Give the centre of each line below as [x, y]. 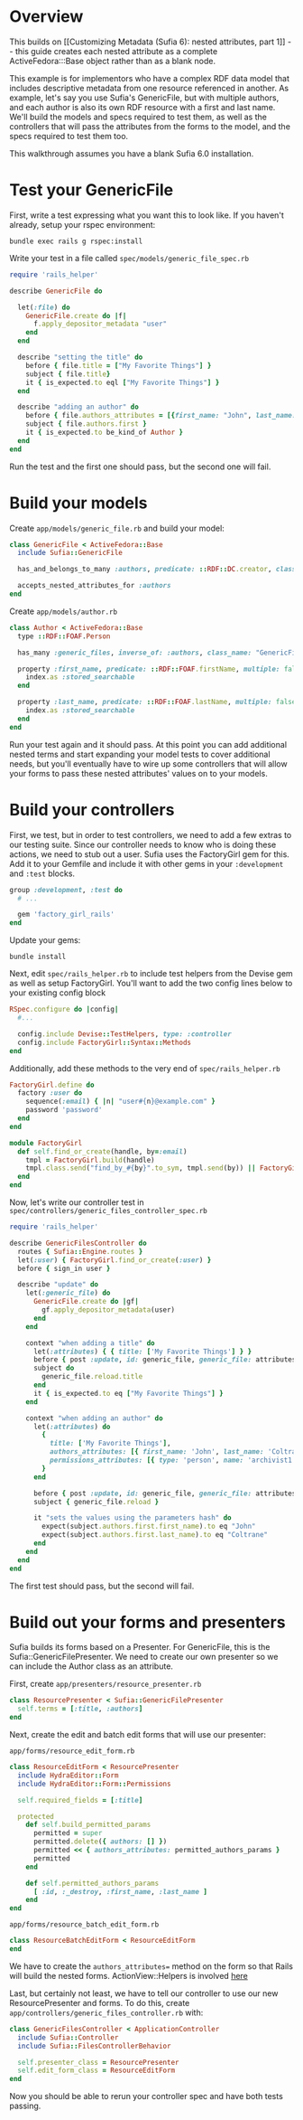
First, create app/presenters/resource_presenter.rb [106, 1684]
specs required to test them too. [69, 136]
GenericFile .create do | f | [76, 316]
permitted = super [68, 1833]
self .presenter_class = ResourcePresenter [98, 2062]
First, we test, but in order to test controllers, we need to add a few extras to [151, 834]
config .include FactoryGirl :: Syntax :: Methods [105, 1042]
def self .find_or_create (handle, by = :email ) [102, 1151]
